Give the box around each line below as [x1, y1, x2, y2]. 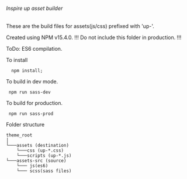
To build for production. [6, 100, 63, 107]
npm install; [11, 68, 43, 74]
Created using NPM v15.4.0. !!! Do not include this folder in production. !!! [6, 34, 182, 41]
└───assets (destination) [6, 143, 69, 149]
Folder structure [6, 121, 45, 128]
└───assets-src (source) [6, 158, 67, 164]
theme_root [6, 132, 33, 138]
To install [6, 57, 28, 64]
